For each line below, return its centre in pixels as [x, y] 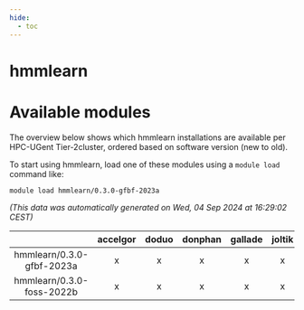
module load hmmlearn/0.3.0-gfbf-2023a [85, 191]
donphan [202, 239]
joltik [282, 239]
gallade [247, 239]
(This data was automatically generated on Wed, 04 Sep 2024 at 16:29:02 [148, 207]
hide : [19, 18]
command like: [37, 174]
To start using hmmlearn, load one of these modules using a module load [145, 164]
